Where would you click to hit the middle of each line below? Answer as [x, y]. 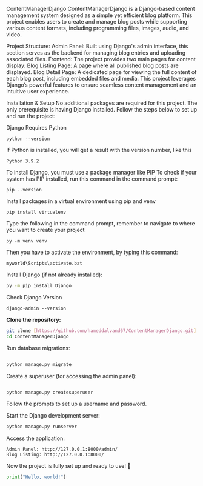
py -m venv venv [27, 241]
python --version [28, 139]
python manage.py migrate [39, 364]
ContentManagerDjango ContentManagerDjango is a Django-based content [101, 9]
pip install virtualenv [36, 212]
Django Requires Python [36, 128]
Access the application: [35, 438]
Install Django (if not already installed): [55, 275]
